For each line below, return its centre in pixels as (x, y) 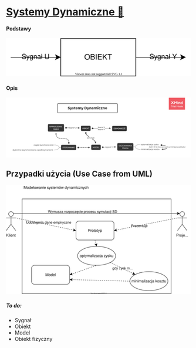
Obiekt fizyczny (33, 339)
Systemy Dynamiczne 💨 (65, 12)
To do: (14, 305)
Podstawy (18, 28)
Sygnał (23, 320)
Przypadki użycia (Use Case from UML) (79, 174)
